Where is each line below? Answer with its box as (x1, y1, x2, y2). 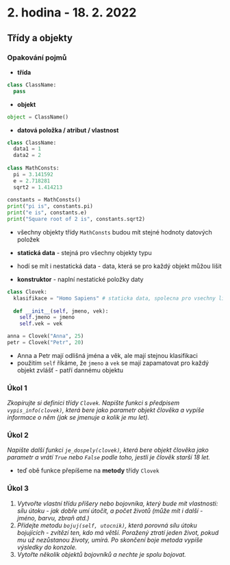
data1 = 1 (13, 145, 41, 152)
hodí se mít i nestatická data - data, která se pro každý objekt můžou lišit (16, 262, 222, 270)
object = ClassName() (7, 113, 69, 121)
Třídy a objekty (7, 32, 73, 44)
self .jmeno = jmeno (19, 314, 75, 321)
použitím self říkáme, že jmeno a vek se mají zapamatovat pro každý (16, 359, 209, 367)
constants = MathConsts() (7, 197, 81, 204)
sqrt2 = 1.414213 (13, 184, 63, 191)
